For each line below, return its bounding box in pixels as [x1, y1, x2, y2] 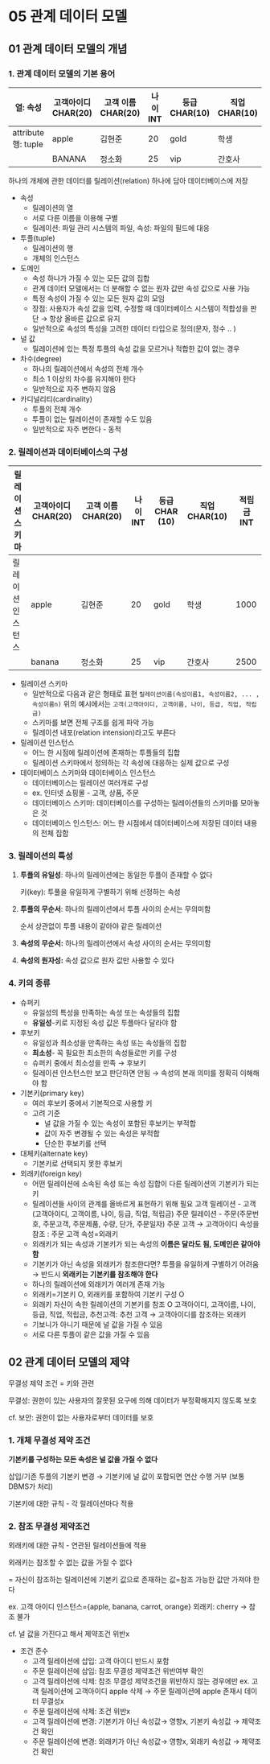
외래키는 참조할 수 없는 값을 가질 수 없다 [8, 1558, 133, 1568]
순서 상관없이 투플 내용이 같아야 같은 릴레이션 [19, 921, 162, 931]
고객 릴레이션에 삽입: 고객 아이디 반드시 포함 [31, 1656, 170, 1666]
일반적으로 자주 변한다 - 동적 [31, 424, 122, 434]
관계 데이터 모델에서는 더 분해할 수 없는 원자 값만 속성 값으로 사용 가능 [31, 283, 251, 293]
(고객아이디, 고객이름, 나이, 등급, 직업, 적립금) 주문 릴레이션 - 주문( [31, 1209, 239, 1218]
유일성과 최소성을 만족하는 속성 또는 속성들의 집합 [31, 1037, 187, 1047]
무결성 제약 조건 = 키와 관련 [8, 1378, 95, 1388]
